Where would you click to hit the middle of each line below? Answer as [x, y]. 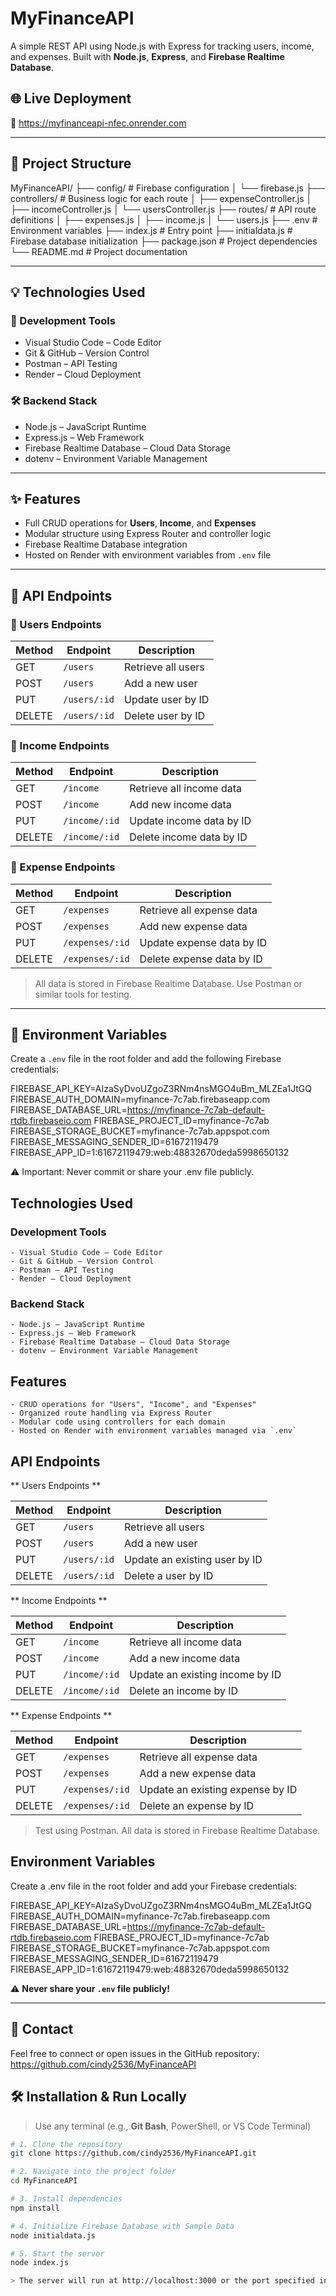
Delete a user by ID [169, 1576]
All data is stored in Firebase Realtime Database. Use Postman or [168, 983]
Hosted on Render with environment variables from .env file [148, 555]
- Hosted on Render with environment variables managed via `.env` [154, 1431]
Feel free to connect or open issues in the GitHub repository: [135, 2053]
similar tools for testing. [83, 994]
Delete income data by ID [188, 837]
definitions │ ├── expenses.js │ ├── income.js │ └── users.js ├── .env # [164, 219]
